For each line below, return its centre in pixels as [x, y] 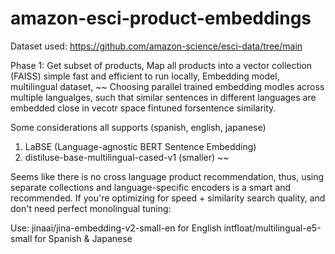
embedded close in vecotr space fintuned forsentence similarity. [143, 108]
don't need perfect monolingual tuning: [91, 208]
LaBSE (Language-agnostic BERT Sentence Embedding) [140, 146]
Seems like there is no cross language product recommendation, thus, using [167, 176]
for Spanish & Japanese [83, 238]
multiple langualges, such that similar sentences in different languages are [163, 97]
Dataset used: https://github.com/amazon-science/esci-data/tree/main [156, 46]
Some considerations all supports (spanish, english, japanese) [138, 127]
